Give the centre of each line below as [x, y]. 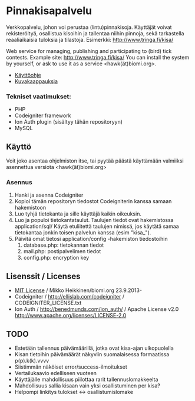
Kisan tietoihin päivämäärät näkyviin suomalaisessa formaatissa [92, 354]
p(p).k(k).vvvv [32, 360]
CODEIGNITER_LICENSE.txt [48, 303]
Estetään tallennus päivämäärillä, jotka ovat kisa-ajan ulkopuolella [94, 348]
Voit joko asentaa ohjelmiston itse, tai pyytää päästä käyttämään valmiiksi [95, 161]
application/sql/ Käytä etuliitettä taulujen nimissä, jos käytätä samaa [97, 226]
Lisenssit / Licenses [43, 276]
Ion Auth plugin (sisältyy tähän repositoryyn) [68, 122]
